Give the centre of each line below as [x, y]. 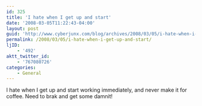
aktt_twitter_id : [28, 56]
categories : [21, 67]
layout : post [23, 28]
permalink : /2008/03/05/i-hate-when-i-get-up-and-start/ [79, 40]
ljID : [13, 46]
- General [29, 73]
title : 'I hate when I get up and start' [59, 17]
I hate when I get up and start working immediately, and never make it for [97, 90]
